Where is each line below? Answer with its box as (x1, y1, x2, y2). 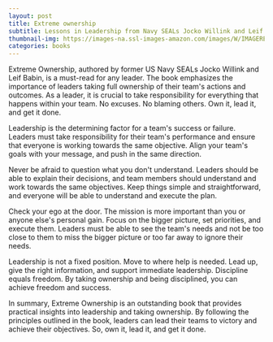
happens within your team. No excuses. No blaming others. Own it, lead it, (8, 99, 257, 109)
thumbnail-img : (8, 34, 60, 43)
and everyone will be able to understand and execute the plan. (8, 191, 218, 201)
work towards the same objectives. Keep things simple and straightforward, (8, 182, 262, 192)
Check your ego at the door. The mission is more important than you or (8, 206, 246, 216)
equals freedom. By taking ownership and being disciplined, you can (8, 274, 238, 284)
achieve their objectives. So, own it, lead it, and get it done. (8, 324, 206, 334)
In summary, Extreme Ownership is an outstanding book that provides (8, 298, 242, 309)
